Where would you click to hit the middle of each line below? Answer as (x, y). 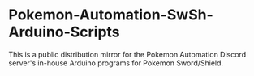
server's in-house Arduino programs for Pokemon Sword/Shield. (116, 63)
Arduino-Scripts (64, 32)
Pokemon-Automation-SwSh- (111, 15)
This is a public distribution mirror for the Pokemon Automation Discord (127, 54)
